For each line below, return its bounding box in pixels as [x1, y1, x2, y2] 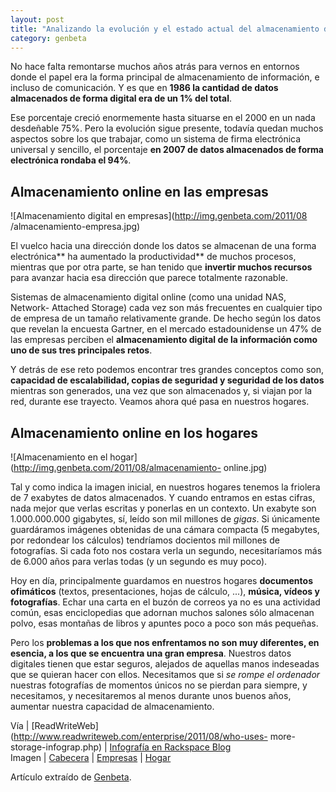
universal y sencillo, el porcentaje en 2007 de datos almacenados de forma [10, 144, 324, 156]
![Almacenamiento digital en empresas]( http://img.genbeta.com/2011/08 [10, 210, 308, 222]
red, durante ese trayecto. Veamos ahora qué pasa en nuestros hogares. [10, 396, 310, 408]
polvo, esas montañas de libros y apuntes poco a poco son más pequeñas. [10, 617, 319, 629]
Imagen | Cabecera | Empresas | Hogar [10, 752, 172, 763]
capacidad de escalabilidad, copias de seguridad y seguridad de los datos [10, 374, 325, 386]
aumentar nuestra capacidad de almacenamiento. [10, 701, 215, 712]
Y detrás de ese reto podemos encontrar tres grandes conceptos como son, [10, 364, 325, 376]
